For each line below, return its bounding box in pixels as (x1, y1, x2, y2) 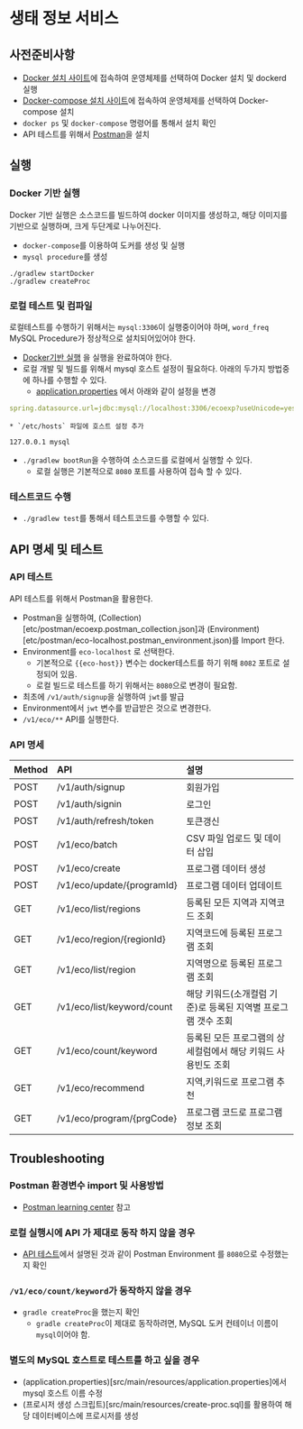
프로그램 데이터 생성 (186, 863, 266, 875)
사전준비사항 (9, 47, 75, 62)
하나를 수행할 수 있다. (32, 374, 107, 385)
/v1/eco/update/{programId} (57, 879, 178, 892)
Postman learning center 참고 (22, 1201, 131, 1213)
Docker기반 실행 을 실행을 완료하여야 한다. (22, 352, 173, 362)
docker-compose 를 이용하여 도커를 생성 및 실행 (22, 240, 186, 251)
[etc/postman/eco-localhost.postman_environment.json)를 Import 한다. (22, 635, 286, 646)
